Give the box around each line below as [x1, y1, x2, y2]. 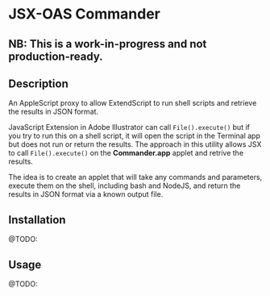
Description [8, 77, 69, 90]
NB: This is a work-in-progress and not [8, 37, 207, 51]
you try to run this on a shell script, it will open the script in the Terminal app [8, 131, 260, 141]
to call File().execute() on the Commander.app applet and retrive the [8, 148, 244, 158]
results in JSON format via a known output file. [8, 190, 164, 199]
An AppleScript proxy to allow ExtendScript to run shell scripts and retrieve [8, 98, 257, 108]
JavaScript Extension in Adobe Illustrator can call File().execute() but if [8, 123, 250, 132]
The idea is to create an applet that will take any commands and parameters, [8, 173, 263, 182]
